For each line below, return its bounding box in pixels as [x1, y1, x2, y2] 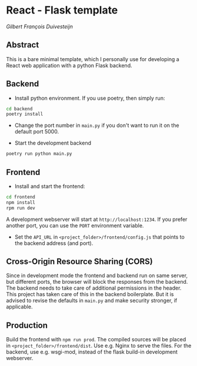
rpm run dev [6, 205, 35, 211]
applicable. [6, 303, 33, 310]
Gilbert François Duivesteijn [6, 23, 74, 30]
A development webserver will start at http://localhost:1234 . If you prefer [6, 216, 188, 223]
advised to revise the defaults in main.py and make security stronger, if [6, 297, 178, 304]
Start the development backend [14, 139, 91, 147]
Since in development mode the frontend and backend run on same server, [6, 272, 188, 279]
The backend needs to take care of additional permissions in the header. [6, 284, 182, 291]
